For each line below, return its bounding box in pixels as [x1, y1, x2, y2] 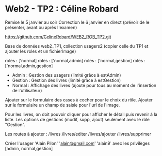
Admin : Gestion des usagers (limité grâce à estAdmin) [12, 72, 121, 78]
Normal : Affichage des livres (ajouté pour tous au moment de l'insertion [12, 82, 157, 88]
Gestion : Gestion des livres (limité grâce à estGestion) [12, 77, 121, 83]
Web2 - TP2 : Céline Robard [5, 3, 119, 14]
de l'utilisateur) [12, 87, 42, 93]
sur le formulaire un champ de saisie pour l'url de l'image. [5, 102, 120, 108]
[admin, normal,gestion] [5, 145, 53, 151]
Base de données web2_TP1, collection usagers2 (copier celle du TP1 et [5, 43, 149, 49]
